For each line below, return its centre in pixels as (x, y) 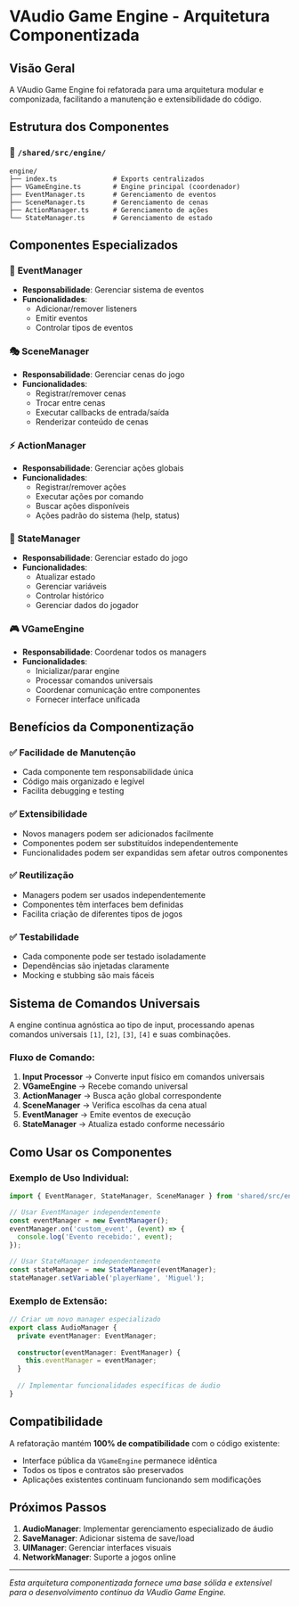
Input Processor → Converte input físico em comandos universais (143, 1077)
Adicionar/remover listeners (86, 309)
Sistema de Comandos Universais (105, 1004)
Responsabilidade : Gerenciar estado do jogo (105, 558)
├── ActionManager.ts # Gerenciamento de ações (109, 210)
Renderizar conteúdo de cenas (92, 422)
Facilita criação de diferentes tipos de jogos (102, 914)
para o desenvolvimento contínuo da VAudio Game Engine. (118, 1593)
